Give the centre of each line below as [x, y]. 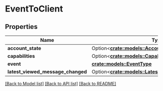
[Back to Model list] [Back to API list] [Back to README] [61, 84]
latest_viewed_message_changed [47, 72]
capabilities [21, 56]
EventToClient [34, 9]
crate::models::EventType [122, 64]
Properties [21, 27]
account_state [24, 48]
